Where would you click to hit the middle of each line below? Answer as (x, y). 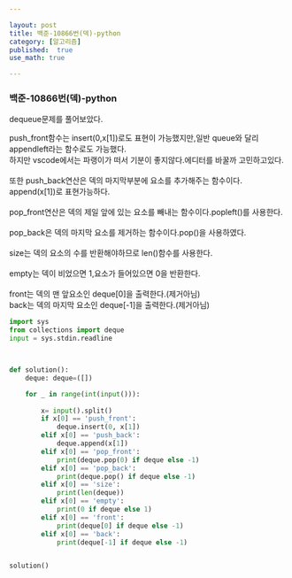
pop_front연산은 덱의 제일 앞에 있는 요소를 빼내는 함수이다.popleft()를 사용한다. (146, 212)
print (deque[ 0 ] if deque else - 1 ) (120, 526)
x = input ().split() (77, 411)
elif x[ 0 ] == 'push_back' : (91, 435)
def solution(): (39, 370)
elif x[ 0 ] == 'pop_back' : (89, 468)
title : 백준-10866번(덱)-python (65, 33)
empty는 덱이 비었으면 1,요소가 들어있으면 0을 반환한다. (105, 274)
